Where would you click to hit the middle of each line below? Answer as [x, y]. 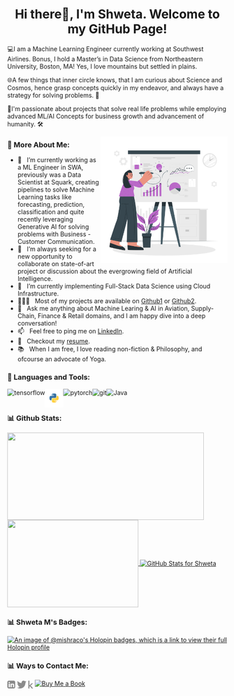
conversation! [37, 324]
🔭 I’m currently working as [57, 160]
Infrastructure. [38, 293]
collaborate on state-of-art [56, 264]
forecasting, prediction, [51, 205]
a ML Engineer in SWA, [50, 168]
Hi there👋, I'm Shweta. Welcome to [117, 14]
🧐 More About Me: [38, 145]
